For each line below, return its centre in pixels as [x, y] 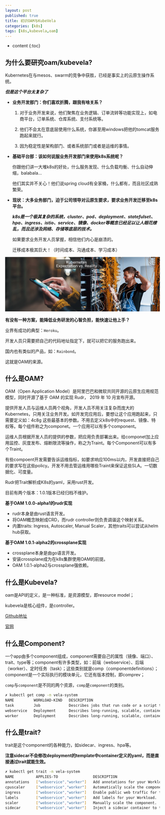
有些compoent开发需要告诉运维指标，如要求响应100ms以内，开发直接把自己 [82, 459]
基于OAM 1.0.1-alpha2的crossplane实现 [46, 543]
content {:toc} [26, 46]
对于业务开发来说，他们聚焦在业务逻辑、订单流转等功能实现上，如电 [88, 113]
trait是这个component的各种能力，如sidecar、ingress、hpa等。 [69, 745]
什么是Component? [35, 644]
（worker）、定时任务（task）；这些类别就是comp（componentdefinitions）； [82, 668]
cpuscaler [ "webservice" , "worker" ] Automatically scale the [74, 787]
